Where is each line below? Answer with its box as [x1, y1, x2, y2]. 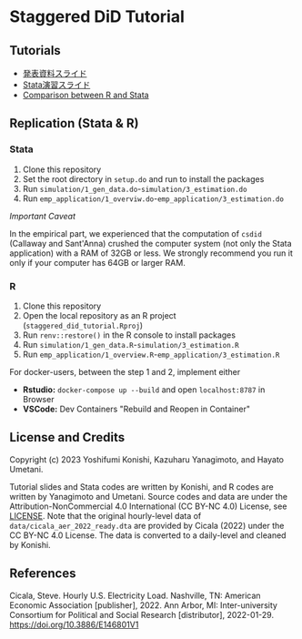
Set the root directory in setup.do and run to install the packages [22, 173, 265, 184]
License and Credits [9, 430, 126, 445]
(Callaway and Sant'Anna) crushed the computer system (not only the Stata [9, 238, 293, 248]
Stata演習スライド [22, 79, 91, 90]
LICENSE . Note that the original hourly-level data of [9, 510, 202, 521]
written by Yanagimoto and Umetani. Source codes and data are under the [9, 491, 288, 502]
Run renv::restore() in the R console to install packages [22, 330, 237, 340]
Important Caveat [9, 210, 75, 221]
